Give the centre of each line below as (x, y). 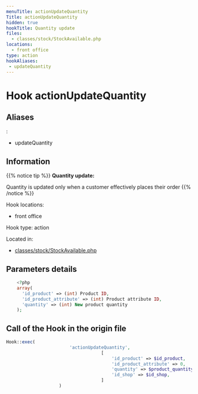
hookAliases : (22, 61)
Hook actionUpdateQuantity (76, 96)
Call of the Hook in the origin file (66, 328)
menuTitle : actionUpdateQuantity (47, 12)
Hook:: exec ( (21, 342)
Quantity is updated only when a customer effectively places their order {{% (99, 187)
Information (28, 161)
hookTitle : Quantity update (41, 28)
